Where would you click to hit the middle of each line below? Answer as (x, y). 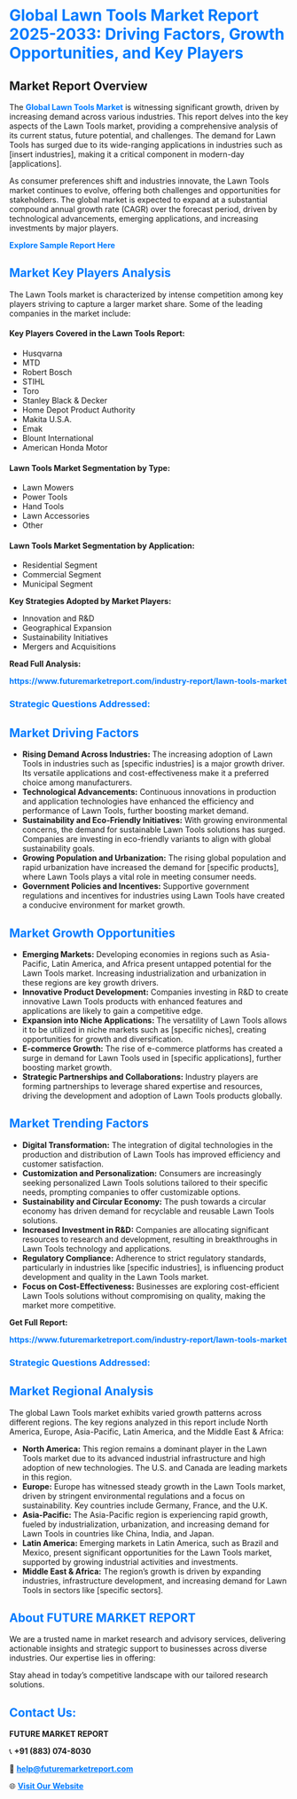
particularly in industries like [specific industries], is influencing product (153, 1267)
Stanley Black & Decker (65, 401)
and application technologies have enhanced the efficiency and (138, 801)
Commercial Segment (62, 575)
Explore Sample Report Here (62, 245)
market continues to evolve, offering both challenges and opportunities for (145, 190)
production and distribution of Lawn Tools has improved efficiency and (151, 1154)
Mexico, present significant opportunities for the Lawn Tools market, (147, 1552)
